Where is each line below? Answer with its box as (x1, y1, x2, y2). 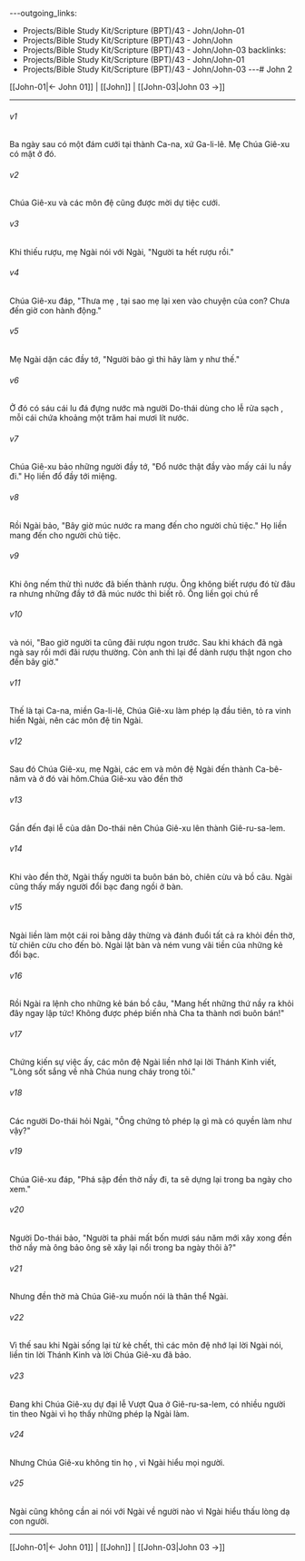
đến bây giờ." (9, 657, 59, 667)
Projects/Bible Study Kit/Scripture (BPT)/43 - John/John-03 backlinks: (22, 44, 287, 55)
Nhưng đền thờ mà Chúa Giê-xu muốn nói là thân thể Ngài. (9, 1291, 229, 1302)
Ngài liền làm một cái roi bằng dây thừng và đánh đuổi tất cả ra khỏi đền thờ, (9, 930, 295, 941)
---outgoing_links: (9, 8, 77, 18)
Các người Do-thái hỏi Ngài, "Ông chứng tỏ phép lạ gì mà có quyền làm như (9, 1115, 292, 1126)
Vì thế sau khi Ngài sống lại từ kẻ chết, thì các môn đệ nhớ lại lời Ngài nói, (9, 1339, 284, 1351)
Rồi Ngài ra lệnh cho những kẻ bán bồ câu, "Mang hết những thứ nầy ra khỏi (9, 998, 294, 1009)
